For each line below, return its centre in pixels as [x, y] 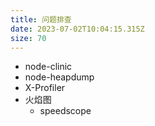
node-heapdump [59, 77]
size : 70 [28, 38]
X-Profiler [45, 88]
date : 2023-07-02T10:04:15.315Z [77, 29]
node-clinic [48, 67]
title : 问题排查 [41, 19]
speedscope [65, 111]
